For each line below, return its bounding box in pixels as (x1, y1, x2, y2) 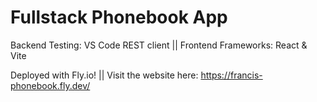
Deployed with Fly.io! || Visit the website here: (10, 69, 199, 81)
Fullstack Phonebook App (10, 6, 228, 29)
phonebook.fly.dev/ (10, 79, 91, 91)
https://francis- (200, 69, 263, 81)
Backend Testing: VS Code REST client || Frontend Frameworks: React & (10, 39, 308, 51)
